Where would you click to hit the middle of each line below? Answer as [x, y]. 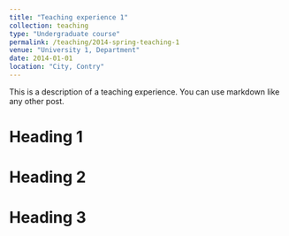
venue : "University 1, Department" [75, 50]
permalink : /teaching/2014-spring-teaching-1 [94, 42]
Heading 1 [46, 137]
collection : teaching [49, 26]
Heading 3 [48, 218]
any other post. [37, 101]
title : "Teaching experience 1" [68, 17]
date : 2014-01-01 [41, 58]
